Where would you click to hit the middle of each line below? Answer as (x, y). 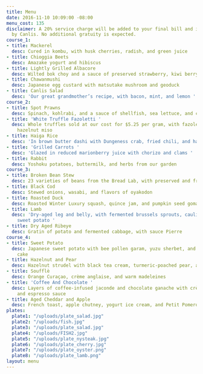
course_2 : (19, 102)
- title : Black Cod (31, 187)
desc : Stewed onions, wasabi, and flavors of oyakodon (82, 192)
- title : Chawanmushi (34, 79)
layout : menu (23, 361)
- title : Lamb (24, 209)
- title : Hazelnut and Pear (42, 260)
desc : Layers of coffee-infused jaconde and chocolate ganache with (100, 288)
